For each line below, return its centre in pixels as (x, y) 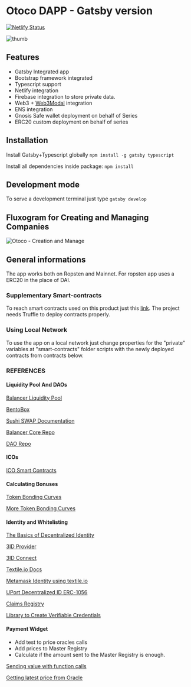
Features (23, 57)
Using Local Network (37, 330)
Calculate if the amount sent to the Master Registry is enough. (90, 654)
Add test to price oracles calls (51, 642)
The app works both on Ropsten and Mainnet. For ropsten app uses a (90, 274)
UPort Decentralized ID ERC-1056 (47, 592)
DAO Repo (19, 443)
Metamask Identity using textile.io (47, 581)
